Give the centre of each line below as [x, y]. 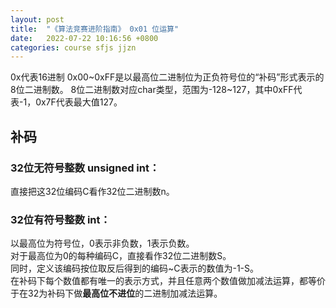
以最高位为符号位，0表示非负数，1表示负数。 [102, 243]
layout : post [37, 19]
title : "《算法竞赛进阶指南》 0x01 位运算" [95, 29]
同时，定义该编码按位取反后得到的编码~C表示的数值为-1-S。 [135, 268]
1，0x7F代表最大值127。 [73, 102]
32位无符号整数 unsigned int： [85, 168]
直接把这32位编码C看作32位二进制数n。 [92, 191]
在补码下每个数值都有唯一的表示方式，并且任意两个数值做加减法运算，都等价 [168, 281]
